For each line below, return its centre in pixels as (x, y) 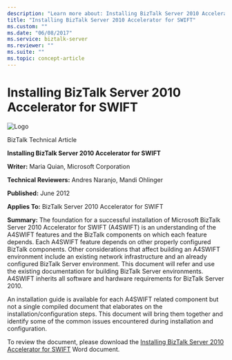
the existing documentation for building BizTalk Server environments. (105, 271)
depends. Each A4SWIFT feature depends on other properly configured (109, 241)
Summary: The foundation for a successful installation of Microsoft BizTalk (114, 220)
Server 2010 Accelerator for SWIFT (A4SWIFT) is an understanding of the (112, 227)
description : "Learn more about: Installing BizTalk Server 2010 (103, 13)
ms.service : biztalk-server (48, 39)
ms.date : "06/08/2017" (40, 33)
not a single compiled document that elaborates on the (85, 306)
